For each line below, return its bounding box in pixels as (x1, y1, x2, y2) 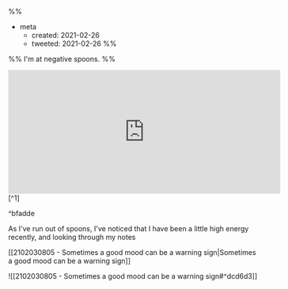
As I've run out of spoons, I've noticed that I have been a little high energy (8, 224, 249, 233)
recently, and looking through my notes (8, 233, 136, 241)
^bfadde (8, 209, 36, 218)
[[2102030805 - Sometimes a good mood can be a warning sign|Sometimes (8, 248, 256, 257)
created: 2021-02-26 (31, 31, 100, 40)
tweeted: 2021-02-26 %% (31, 39, 117, 48)
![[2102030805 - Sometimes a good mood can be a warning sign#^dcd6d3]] (8, 272, 258, 280)
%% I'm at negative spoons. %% (8, 55, 116, 63)
